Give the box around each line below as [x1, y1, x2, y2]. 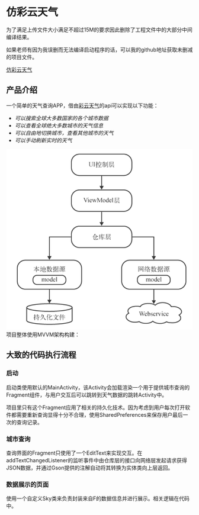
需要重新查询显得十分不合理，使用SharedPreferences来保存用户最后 [16, 411, 183, 418]
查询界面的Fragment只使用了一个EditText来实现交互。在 [6, 449, 143, 456]
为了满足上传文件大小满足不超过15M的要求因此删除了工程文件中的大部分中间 [6, 26, 192, 33]
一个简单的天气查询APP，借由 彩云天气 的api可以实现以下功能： [6, 102, 159, 109]
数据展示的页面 [6, 480, 49, 488]
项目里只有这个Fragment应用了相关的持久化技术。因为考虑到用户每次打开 [6, 404, 185, 411]
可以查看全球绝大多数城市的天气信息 [14, 122, 104, 129]
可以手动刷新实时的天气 [14, 137, 72, 144]
